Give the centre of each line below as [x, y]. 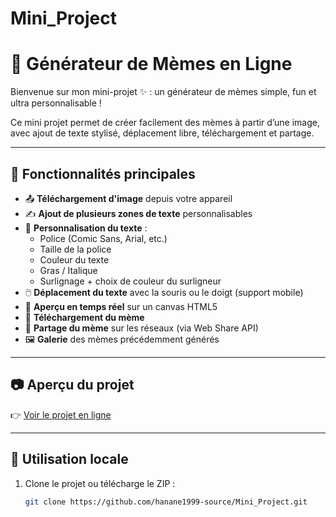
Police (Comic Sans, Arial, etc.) [103, 238]
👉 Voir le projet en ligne [61, 414]
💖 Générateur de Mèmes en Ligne [151, 64]
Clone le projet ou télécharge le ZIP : [100, 483]
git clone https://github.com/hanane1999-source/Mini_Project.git [166, 502]
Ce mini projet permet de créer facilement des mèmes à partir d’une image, [165, 123]
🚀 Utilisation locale [69, 459]
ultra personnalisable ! [56, 103]
